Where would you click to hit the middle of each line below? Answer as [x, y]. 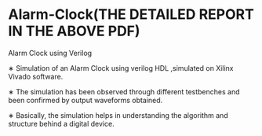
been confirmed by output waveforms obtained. [86, 100]
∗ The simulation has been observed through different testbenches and [124, 91]
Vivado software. [36, 76]
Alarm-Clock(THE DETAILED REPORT [131, 15]
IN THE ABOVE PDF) [74, 31]
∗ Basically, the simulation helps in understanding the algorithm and [118, 115]
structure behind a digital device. [62, 123]
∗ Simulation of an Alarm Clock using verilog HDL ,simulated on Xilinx [121, 68]
